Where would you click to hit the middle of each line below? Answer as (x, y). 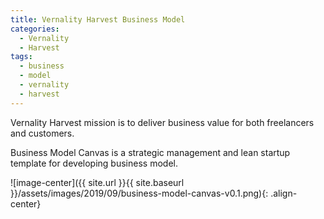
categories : (35, 29)
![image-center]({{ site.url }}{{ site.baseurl (97, 182)
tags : (21, 57)
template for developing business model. (94, 163)
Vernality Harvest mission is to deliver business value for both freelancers (162, 122)
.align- (284, 193)
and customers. (42, 133)
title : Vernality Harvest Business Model (98, 19)
